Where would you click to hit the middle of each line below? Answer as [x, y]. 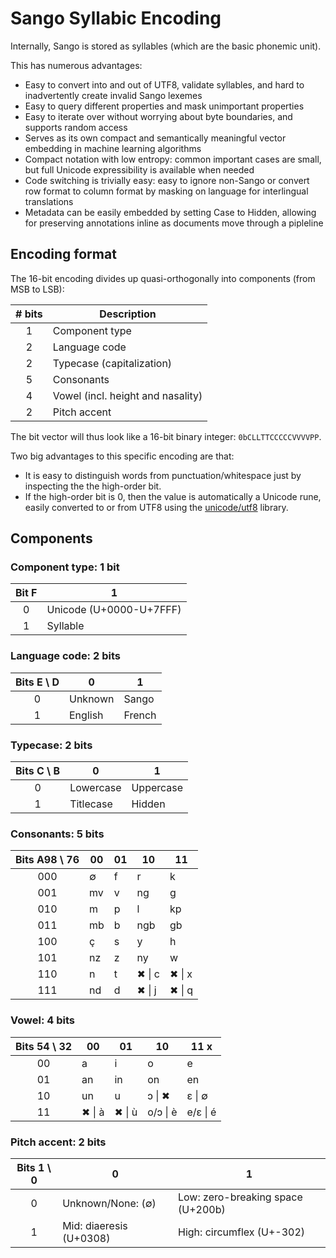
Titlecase [91, 804]
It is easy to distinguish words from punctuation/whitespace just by [163, 475]
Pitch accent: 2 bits [58, 1142]
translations [49, 201]
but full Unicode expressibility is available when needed [139, 169]
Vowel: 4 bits [42, 1020]
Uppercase [157, 788]
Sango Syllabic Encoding [116, 18]
